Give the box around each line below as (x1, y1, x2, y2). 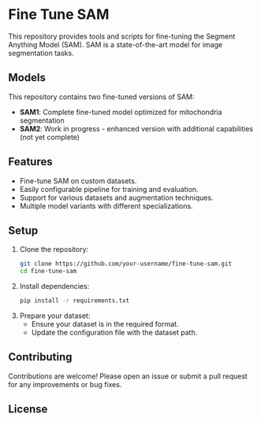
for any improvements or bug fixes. (8, 379, 122, 389)
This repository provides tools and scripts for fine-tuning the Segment (8, 31, 236, 41)
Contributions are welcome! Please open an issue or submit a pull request (8, 371, 248, 381)
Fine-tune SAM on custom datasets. (19, 175, 137, 186)
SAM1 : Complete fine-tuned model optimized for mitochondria (19, 107, 222, 116)
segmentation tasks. (8, 48, 74, 57)
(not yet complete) (19, 132, 80, 142)
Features (8, 155, 53, 168)
